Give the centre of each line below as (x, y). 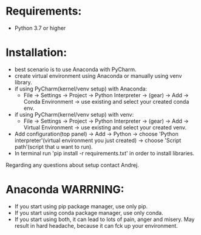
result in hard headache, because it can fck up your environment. (96, 225)
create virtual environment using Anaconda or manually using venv (98, 76)
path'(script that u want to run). (54, 146)
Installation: (36, 53)
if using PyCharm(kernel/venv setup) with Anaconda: (81, 89)
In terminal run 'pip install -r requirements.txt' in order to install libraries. (104, 153)
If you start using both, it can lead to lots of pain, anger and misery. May (104, 219)
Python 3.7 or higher (40, 28)
